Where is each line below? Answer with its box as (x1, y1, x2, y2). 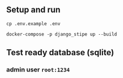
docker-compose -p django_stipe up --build (6, 31, 118, 37)
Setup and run (6, 5, 61, 15)
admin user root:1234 (6, 65, 71, 74)
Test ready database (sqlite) (6, 47, 115, 58)
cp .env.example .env (6, 20, 61, 26)
